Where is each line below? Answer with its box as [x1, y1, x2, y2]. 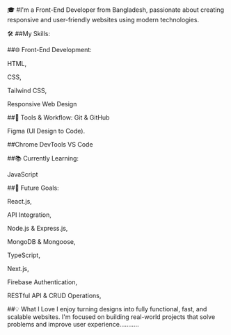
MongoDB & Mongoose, [7, 238, 76, 245]
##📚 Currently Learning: [7, 154, 79, 162]
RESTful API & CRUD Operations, [7, 291, 102, 300]
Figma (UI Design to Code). [7, 127, 86, 135]
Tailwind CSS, [7, 86, 47, 95]
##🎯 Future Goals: [7, 183, 59, 192]
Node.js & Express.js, [7, 224, 68, 232]
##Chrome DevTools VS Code [7, 140, 93, 148]
